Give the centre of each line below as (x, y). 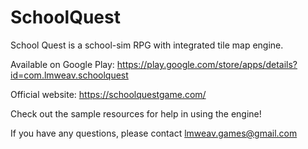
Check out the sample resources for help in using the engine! (136, 113)
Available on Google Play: (62, 64)
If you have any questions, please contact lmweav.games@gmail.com (154, 133)
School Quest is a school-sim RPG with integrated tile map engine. (147, 45)
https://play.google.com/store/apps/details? (207, 64)
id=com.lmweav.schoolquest (69, 75)
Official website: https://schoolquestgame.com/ (108, 94)
